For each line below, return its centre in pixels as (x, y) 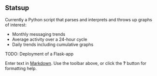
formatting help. (21, 68)
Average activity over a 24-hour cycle (50, 39)
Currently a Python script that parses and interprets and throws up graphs (78, 19)
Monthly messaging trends (39, 34)
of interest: (16, 25)
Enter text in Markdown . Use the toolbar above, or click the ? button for (76, 63)
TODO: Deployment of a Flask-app (39, 54)
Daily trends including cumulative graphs (53, 44)
